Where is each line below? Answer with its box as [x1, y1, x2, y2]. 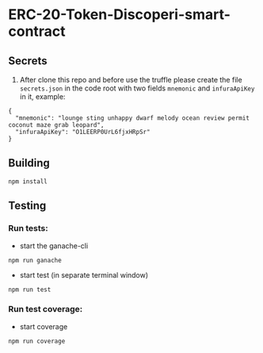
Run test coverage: [8, 304, 83, 315]
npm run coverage [8, 337, 66, 345]
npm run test [8, 286, 51, 294]
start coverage [19, 321, 68, 331]
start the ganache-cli [19, 240, 89, 251]
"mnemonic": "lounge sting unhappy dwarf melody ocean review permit [15, 114, 250, 122]
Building [8, 156, 50, 170]
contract [8, 22, 66, 40]
